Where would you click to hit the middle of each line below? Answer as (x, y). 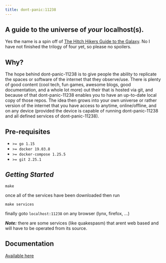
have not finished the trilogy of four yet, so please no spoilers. (68, 47)
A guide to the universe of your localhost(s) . (75, 30)
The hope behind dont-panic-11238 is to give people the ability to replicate (81, 74)
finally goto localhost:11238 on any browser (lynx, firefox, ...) (67, 213)
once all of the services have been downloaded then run (62, 195)
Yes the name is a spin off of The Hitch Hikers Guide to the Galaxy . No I (78, 41)
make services (20, 204)
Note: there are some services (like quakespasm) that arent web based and (82, 223)
